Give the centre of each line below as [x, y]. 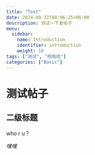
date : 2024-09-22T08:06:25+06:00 [48, 17]
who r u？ [18, 133]
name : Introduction [41, 40]
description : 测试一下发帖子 [39, 23]
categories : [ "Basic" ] [34, 62]
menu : [13, 29]
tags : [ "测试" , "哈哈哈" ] [36, 56]
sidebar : [22, 34]
